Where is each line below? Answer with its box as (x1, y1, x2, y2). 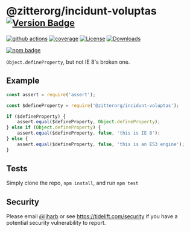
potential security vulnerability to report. (6, 219, 106, 227)
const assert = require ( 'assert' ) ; (6, 91, 96, 97)
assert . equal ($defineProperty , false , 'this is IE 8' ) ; (17, 130, 161, 136)
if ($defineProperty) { (6, 113, 66, 120)
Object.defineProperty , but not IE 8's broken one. (6, 58, 130, 66)
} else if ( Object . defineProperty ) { (6, 124, 101, 130)
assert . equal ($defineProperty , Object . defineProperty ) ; (17, 119, 161, 125)
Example (6, 76, 40, 86)
